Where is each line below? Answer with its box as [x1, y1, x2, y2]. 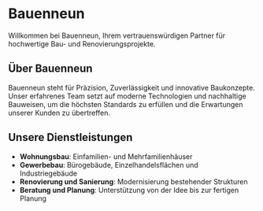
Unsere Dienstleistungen [8, 131, 133, 144]
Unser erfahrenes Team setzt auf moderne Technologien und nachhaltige [8, 91, 246, 101]
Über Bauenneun [8, 62, 93, 76]
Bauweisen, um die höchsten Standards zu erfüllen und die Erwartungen [8, 99, 243, 109]
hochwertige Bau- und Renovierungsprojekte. [8, 39, 156, 48]
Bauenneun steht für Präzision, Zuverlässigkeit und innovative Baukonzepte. [8, 83, 256, 92]
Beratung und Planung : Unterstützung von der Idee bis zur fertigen [19, 185, 239, 194]
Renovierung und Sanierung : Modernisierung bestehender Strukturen [19, 176, 248, 186]
